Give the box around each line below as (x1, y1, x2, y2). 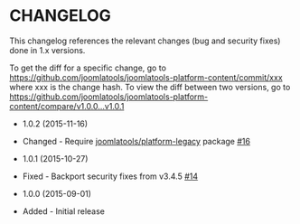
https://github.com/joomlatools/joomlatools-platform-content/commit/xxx (9, 71, 283, 82)
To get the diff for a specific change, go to (9, 62, 167, 73)
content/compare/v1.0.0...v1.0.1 (9, 100, 125, 111)
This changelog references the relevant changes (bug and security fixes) (9, 35, 281, 46)
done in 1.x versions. (9, 44, 86, 55)
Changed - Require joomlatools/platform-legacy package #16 (22, 135, 251, 146)
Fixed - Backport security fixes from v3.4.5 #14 (22, 171, 199, 182)
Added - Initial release (22, 205, 106, 217)
